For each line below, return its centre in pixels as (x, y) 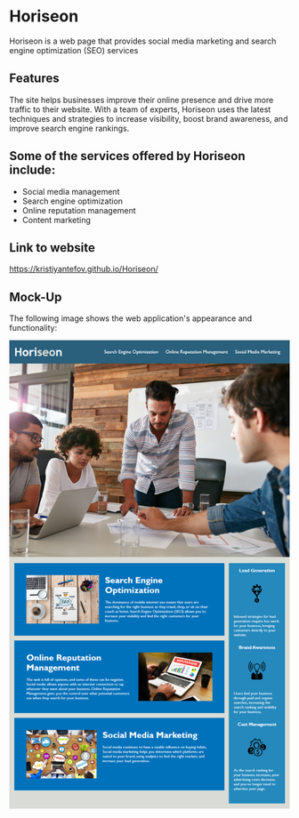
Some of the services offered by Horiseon (127, 156)
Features (34, 79)
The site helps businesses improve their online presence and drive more (141, 100)
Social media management (71, 191)
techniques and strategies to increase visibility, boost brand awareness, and (149, 118)
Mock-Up (36, 297)
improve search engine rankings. (69, 128)
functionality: (33, 328)
